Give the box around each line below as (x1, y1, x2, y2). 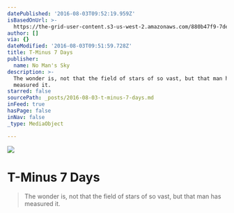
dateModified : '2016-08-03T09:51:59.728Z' (7, 42, 132, 49)
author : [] (7, 29, 39, 37)
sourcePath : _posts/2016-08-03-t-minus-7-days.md (7, 95, 155, 102)
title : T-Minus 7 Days (7, 49, 73, 56)
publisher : (7, 56, 39, 63)
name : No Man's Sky (13, 62, 70, 69)
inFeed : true (7, 101, 45, 108)
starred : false (7, 88, 52, 95)
